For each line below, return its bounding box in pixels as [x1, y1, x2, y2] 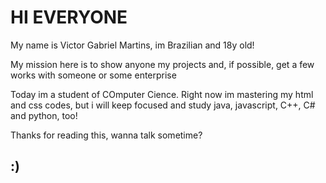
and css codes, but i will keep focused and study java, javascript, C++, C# [10, 99, 316, 111]
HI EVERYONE [10, 6, 128, 29]
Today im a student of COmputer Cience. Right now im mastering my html [10, 88, 314, 100]
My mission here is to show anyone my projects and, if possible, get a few [10, 58, 315, 70]
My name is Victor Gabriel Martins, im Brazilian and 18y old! [10, 39, 255, 51]
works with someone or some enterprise [10, 69, 177, 81]
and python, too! [10, 109, 78, 121]
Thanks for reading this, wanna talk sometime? [10, 129, 203, 141]
